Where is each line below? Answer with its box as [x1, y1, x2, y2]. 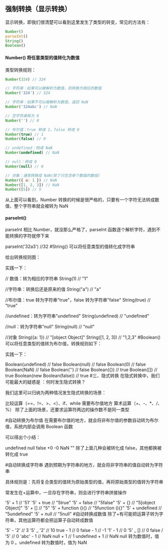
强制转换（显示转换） [5, 5, 71, 14]
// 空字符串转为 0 [5, 113, 39, 118]
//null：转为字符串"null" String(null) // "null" [5, 324, 95, 330]
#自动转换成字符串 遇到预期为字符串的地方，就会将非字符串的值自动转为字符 [5, 462, 163, 468]
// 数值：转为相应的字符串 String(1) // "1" [5, 276, 88, 282]
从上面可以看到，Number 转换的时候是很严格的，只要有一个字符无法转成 [5, 197, 155, 203]
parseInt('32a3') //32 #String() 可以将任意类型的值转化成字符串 [5, 243, 135, 250]
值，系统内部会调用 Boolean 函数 [5, 424, 73, 430]
